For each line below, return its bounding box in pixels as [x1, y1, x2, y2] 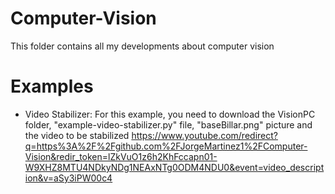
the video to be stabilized [24, 129, 130, 141]
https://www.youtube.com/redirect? [131, 129, 278, 141]
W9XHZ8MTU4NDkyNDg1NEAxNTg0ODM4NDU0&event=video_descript [24, 161, 325, 173]
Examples [10, 75, 94, 98]
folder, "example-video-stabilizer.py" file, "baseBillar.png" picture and [24, 118, 313, 131]
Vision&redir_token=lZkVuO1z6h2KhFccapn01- [24, 150, 218, 162]
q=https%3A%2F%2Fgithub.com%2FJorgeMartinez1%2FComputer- [24, 140, 308, 152]
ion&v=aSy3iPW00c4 [24, 172, 113, 184]
